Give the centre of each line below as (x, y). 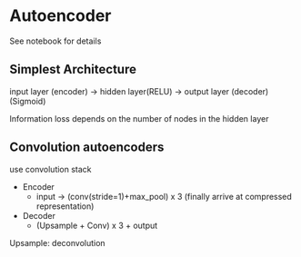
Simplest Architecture (73, 69)
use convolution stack (51, 169)
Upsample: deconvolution (58, 242)
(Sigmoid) (28, 101)
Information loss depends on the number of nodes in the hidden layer (139, 118)
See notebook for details (55, 41)
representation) (65, 206)
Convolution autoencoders (87, 148)
